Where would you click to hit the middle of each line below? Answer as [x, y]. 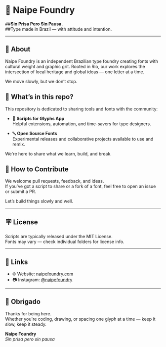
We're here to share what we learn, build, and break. [59, 153]
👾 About [18, 49]
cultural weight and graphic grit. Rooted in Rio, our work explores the [75, 66]
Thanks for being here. [28, 313]
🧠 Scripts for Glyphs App [38, 118]
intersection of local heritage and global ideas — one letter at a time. [75, 72]
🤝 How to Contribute [37, 169]
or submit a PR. [21, 192]
